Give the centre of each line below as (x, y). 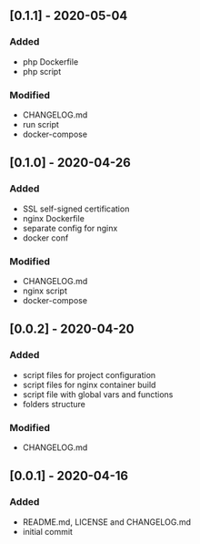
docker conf (45, 238)
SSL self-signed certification (76, 209)
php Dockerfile (50, 62)
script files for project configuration (89, 375)
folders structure (54, 404)
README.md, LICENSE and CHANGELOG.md (106, 522)
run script (40, 124)
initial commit (47, 531)
